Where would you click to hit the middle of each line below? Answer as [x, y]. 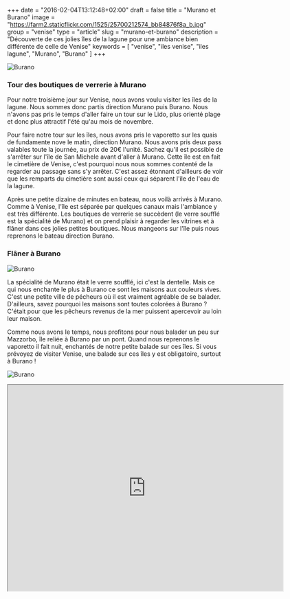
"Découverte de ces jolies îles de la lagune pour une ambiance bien [102, 39]
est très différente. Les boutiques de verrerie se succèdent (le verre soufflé [113, 214]
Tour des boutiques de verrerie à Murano [77, 84]
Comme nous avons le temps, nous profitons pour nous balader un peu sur [113, 332]
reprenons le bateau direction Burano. [61, 236]
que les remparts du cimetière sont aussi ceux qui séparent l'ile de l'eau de [113, 179]
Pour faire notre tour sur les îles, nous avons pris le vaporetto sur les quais [112, 135]
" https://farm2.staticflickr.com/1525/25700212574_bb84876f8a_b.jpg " [107, 24]
